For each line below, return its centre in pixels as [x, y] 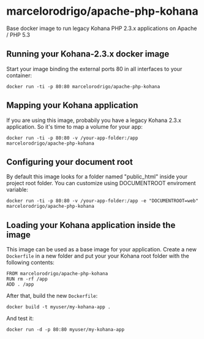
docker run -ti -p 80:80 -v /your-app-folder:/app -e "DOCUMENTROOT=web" [103, 201]
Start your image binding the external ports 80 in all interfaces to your [94, 69]
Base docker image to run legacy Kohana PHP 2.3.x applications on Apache [102, 28]
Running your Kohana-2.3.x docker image [88, 54]
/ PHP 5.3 [18, 34]
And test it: [20, 318]
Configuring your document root [70, 162]
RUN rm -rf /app [27, 279]
